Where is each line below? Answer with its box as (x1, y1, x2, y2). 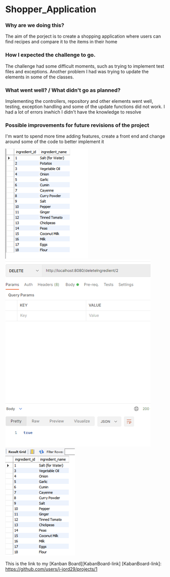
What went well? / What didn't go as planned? (5, 87, 121, 94)
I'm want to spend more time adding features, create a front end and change (5, 133, 165, 140)
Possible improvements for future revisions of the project (5, 122, 150, 128)
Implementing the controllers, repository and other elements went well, (5, 98, 153, 104)
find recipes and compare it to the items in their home (5, 39, 118, 45)
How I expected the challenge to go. (5, 51, 96, 59)
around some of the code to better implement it (5, 139, 104, 145)
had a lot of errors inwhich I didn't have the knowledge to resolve (5, 109, 142, 115)
